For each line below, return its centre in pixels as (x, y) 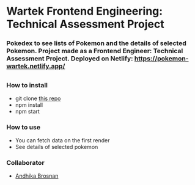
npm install (29, 104)
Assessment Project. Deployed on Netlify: (70, 59)
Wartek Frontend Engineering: (85, 11)
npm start (27, 111)
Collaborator (25, 163)
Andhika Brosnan (37, 176)
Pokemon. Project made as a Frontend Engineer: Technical (95, 51)
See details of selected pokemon (57, 147)
